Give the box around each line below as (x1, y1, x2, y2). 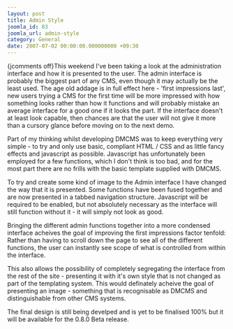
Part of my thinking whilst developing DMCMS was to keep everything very (7, 135, 223, 143)
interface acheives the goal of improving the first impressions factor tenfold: (7, 228, 226, 237)
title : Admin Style (7, 17, 64, 24)
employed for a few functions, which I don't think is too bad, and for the (7, 157, 213, 165)
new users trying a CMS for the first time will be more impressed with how (7, 92, 220, 100)
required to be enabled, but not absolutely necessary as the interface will (7, 200, 218, 208)
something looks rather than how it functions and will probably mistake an (7, 99, 220, 107)
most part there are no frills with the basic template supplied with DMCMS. (7, 165, 222, 173)
